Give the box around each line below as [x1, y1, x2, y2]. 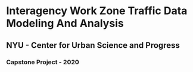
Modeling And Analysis [6, 17, 124, 30]
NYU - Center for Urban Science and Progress [6, 40, 180, 50]
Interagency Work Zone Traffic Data [6, 4, 188, 18]
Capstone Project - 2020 [6, 58, 79, 66]
